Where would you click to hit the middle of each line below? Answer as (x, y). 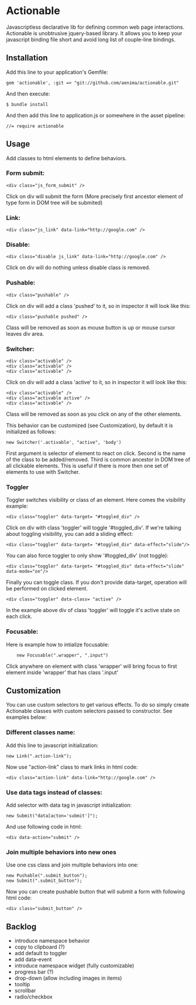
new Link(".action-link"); (39, 756)
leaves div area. (25, 334)
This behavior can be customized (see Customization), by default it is (90, 426)
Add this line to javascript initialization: (52, 745)
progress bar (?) (34, 972)
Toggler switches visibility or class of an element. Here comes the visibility (96, 500)
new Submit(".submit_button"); (44, 881)
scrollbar (25, 991)
